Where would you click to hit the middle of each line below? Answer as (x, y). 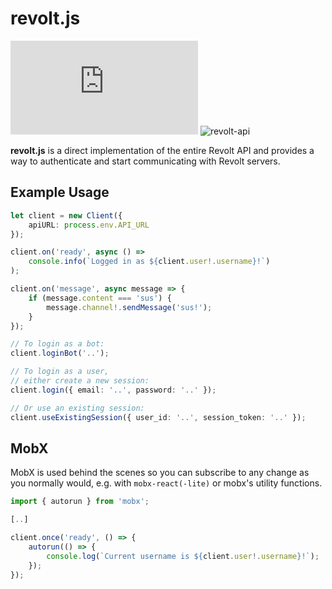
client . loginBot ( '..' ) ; (60, 353)
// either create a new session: (80, 381)
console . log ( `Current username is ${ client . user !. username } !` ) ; (183, 556)
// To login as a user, (60, 372)
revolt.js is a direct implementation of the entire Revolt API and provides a (162, 150)
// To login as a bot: (57, 344)
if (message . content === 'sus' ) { (100, 298)
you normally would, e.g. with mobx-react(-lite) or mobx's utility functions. (166, 483)
